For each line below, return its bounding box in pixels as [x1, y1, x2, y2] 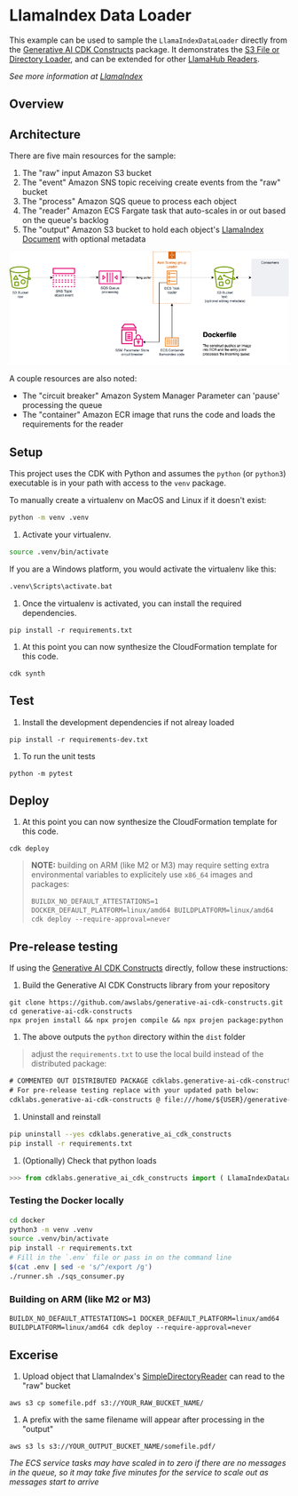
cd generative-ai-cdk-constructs [9, 1007, 133, 1016]
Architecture [9, 126, 82, 142]
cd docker [9, 1215, 46, 1225]
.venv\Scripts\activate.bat [9, 581, 114, 591]
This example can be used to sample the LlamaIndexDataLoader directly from [9, 35, 288, 45]
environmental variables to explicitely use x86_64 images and [30, 869, 254, 880]
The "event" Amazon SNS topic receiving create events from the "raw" [21, 177, 281, 188]
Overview [9, 97, 65, 112]
